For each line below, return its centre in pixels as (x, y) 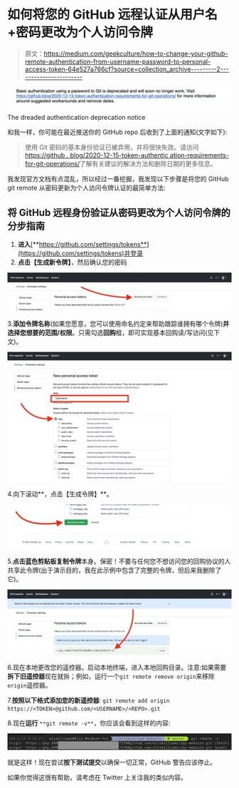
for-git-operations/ (52, 164)
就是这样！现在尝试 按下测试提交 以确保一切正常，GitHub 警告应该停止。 (112, 762)
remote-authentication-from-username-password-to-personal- (118, 61)
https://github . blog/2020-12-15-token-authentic (96, 155)
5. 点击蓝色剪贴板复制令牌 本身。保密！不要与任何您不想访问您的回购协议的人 (119, 561)
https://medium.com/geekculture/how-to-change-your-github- (136, 53)
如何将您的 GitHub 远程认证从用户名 (113, 15)
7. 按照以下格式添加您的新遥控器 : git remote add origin (89, 700)
